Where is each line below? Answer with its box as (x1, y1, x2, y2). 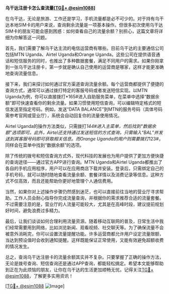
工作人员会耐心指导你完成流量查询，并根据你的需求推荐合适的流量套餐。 (14, 195, 164, 201)
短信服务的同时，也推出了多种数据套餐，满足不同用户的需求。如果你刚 (14, 58, 159, 63)
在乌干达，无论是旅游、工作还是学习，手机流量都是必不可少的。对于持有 (5, 16, 155, 22)
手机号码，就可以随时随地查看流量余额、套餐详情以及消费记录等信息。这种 (5, 172, 159, 178)
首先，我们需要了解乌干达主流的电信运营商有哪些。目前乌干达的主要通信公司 (5, 45, 164, 51)
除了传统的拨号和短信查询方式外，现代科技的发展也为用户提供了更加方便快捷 (5, 153, 164, 159)
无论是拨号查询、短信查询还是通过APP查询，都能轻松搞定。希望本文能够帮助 (5, 260, 164, 266)
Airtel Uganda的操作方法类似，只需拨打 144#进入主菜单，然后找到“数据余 (5, 123, 156, 129)
